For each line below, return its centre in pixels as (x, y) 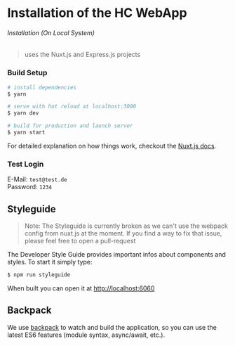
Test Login (26, 164)
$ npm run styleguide (39, 275)
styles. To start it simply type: (50, 262)
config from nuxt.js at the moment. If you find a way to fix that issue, (123, 233)
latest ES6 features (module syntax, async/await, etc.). (86, 335)
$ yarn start (26, 133)
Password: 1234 (30, 187)
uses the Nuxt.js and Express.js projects (82, 55)
